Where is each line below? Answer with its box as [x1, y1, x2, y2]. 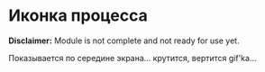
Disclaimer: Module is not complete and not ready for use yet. [8, 35, 240, 46]
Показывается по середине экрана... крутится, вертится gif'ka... [8, 52, 257, 63]
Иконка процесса [8, 5, 148, 26]
